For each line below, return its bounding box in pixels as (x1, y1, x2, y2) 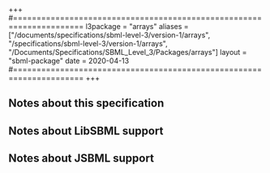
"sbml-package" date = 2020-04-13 (8, 56, 130, 65)
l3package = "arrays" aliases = (85, 22, 189, 31)
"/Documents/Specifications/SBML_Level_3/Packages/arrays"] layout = (8, 48, 247, 57)
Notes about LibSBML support (8, 124, 164, 137)
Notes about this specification (8, 96, 165, 110)
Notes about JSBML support (8, 151, 154, 166)
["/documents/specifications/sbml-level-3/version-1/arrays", (8, 30, 211, 40)
